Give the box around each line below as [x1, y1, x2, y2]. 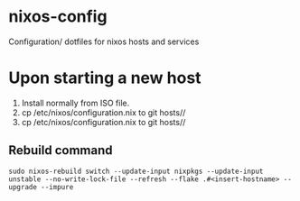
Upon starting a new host [8, 68, 202, 88]
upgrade [8, 182, 38, 191]
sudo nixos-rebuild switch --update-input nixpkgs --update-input [8, 167, 264, 176]
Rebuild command [8, 142, 114, 159]
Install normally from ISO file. [21, 97, 130, 108]
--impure [41, 182, 74, 191]
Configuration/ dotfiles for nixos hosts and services [8, 36, 200, 47]
